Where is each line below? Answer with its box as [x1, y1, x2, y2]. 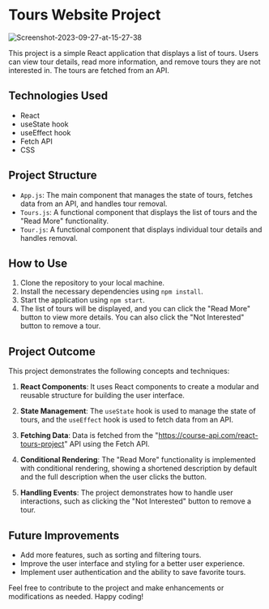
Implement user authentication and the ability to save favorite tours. [19, 568, 246, 577]
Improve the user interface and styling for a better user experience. [19, 559, 246, 568]
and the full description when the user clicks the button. [19, 472, 207, 482]
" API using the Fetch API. [64, 440, 150, 449]
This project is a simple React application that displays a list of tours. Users [8, 48, 259, 58]
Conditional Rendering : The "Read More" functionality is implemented [19, 455, 256, 465]
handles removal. [19, 233, 79, 242]
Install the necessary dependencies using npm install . [19, 286, 204, 297]
